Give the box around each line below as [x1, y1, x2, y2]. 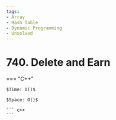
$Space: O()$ [6, 97, 38, 103]
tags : [6, 8, 20, 15]
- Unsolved [6, 31, 33, 36]
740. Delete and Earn [6, 56, 111, 69]
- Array [6, 14, 25, 20]
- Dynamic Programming [6, 25, 62, 31]
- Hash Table [6, 19, 38, 25]
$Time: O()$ [6, 86, 36, 93]
